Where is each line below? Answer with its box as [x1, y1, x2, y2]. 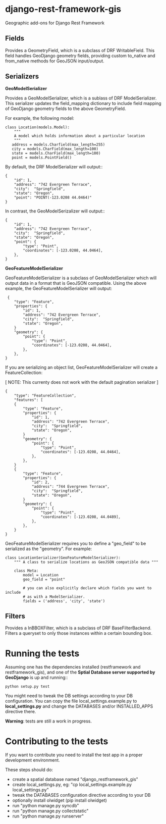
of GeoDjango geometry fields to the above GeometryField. [5, 105, 126, 111]
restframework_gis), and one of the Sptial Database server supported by [5, 669, 155, 675]
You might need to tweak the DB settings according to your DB [5, 693, 133, 699]
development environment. [5, 757, 60, 763]
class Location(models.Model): [5, 125, 70, 130]
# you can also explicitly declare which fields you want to [23, 585, 152, 590]
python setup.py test [5, 684, 50, 689]
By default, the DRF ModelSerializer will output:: [5, 163, 103, 169]
